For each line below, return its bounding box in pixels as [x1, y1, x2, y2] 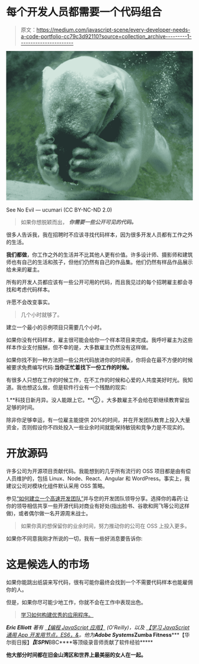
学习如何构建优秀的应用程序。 [20, 611, 94, 618]
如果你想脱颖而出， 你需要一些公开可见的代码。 [20, 219, 137, 226]
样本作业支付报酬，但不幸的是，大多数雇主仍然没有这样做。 [6, 344, 152, 351]
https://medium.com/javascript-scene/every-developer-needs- [36, 26, 191, 33]
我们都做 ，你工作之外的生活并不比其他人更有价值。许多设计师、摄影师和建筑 [6, 251, 193, 258]
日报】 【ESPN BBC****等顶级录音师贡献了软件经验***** [16, 639, 153, 646]
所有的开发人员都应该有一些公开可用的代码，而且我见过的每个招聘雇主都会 [6, 279, 188, 286]
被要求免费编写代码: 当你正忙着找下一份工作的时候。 [6, 364, 133, 371]
